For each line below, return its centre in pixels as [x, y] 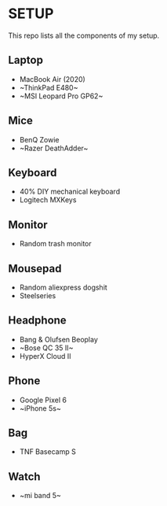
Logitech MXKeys [48, 200]
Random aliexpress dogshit [63, 287]
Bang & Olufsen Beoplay [58, 339]
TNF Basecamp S [47, 452]
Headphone [37, 321]
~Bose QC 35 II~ [46, 348]
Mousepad [35, 268]
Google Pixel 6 [43, 400]
